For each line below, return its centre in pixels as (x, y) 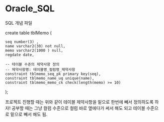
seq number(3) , (22, 42)
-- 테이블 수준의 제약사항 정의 (32, 64)
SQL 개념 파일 (19, 23)
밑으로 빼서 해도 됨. (29, 114)
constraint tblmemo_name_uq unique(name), (50, 78)
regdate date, (20, 55)
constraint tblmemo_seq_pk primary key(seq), (53, 74)
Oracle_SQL (30, 9)
